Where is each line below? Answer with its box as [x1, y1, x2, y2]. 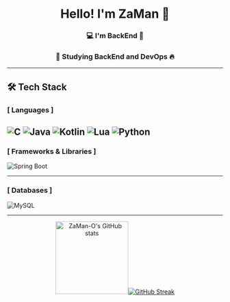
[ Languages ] [7, 105, 54, 115]
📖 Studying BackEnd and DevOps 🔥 [55, 52, 175, 61]
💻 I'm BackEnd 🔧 [86, 31, 144, 40]
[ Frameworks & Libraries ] [7, 147, 97, 156]
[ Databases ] [7, 186, 53, 195]
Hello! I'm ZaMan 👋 [60, 6, 170, 22]
